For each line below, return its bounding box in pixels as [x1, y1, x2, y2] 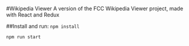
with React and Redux [6, 11, 60, 18]
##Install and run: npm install [6, 23, 80, 29]
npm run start [6, 34, 41, 40]
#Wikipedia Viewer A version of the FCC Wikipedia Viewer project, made [6, 5, 184, 12]
